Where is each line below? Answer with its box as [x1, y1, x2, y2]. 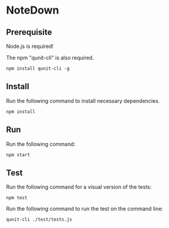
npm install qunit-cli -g [6, 66, 69, 71]
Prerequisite [6, 27, 52, 37]
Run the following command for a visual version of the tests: [6, 184, 152, 191]
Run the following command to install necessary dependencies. [6, 97, 160, 104]
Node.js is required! [6, 43, 54, 50]
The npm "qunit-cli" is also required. [6, 54, 94, 61]
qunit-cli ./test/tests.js [6, 217, 72, 223]
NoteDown [6, 4, 59, 17]
